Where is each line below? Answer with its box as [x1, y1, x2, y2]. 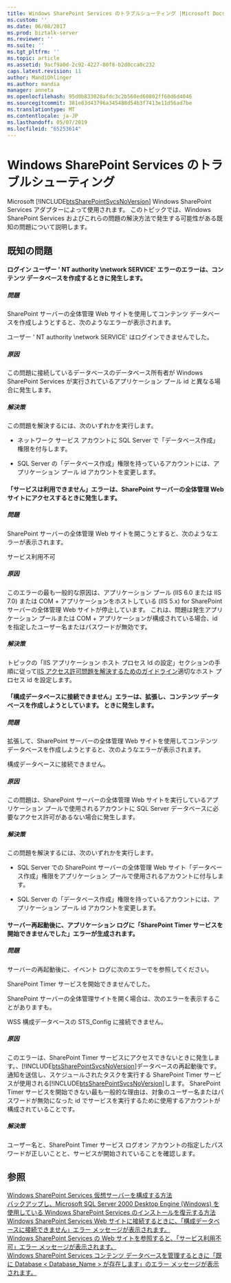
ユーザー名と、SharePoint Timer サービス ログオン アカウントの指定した [7, 1141, 212, 1149]
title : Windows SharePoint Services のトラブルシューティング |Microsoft [7, 10, 210, 17]
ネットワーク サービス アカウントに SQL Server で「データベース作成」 [16, 436, 219, 445]
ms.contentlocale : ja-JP [7, 112, 78, 119]
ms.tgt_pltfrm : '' [7, 49, 60, 56]
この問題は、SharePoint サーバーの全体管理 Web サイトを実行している [7, 796, 206, 804]
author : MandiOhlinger [7, 74, 72, 81]
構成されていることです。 [7, 1105, 79, 1113]
